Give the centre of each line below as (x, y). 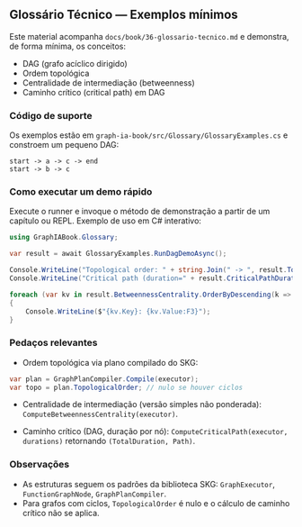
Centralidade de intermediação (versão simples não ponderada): (142, 404)
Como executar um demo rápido (81, 192)
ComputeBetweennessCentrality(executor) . (100, 414)
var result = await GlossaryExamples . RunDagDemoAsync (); (118, 254)
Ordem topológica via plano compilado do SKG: (110, 362)
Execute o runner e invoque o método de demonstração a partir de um (140, 212)
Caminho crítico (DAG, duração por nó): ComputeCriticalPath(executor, (155, 432)
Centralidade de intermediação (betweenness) (108, 82)
